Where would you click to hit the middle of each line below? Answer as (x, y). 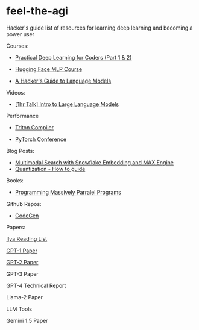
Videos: (16, 92)
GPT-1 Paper (22, 251)
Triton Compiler (34, 127)
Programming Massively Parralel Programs (68, 192)
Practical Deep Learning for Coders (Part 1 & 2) (73, 57)
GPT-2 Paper (22, 262)
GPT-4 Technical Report (36, 285)
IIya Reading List (27, 238)
